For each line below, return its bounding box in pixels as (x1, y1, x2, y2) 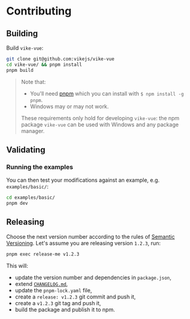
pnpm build (6, 67, 34, 73)
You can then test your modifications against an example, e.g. (6, 176, 160, 184)
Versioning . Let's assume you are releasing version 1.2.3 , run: (6, 239, 161, 246)
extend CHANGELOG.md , (14, 280, 68, 288)
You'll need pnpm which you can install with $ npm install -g (30, 89, 184, 97)
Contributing (6, 4, 72, 18)
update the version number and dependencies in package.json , (14, 274, 172, 281)
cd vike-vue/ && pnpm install (6, 62, 83, 68)
